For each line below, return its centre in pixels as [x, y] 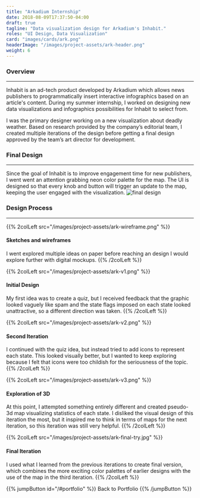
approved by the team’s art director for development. [71, 140]
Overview [21, 71]
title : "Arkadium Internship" [44, 12]
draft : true [21, 23]
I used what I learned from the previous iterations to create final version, [95, 464]
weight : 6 [18, 51]
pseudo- [178, 407]
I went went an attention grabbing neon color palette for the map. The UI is [98, 180]
